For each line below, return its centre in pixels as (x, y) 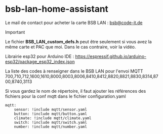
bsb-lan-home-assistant (57, 9)
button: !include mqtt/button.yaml (51, 114)
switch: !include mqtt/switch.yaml (51, 122)
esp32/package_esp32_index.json (40, 61)
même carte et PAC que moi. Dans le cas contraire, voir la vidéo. (71, 47)
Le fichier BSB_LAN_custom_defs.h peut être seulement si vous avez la (79, 41)
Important (15, 32)
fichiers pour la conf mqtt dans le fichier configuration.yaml (65, 96)
